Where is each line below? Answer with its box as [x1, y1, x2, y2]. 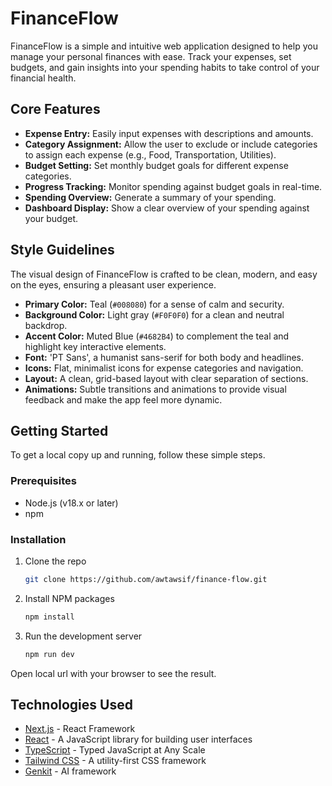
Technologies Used [10, 696, 133, 713]
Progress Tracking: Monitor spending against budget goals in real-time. [24, 180, 323, 192]
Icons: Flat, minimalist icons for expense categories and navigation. [24, 362, 304, 374]
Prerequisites [10, 474, 77, 488]
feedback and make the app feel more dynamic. [24, 393, 223, 406]
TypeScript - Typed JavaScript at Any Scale [24, 744, 206, 756]
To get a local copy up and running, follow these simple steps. [10, 449, 266, 461]
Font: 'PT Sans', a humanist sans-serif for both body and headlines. [24, 351, 305, 363]
